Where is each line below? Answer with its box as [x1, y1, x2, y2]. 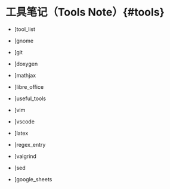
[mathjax [14, 72, 36, 79]
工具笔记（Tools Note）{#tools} [5, 5, 165, 19]
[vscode [14, 117, 35, 125]
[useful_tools [14, 95, 46, 102]
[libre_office [14, 83, 44, 90]
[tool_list [14, 25, 36, 33]
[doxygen [14, 60, 38, 67]
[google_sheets [14, 175, 52, 182]
